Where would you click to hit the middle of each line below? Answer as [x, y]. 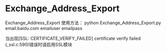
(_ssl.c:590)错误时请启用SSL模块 [39, 44]
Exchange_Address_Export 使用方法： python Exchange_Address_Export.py [83, 23]
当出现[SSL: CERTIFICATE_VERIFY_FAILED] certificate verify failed [73, 38]
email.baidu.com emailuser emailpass [44, 28]
